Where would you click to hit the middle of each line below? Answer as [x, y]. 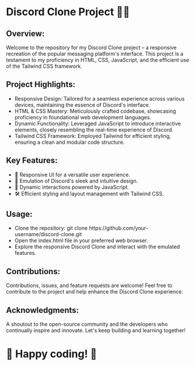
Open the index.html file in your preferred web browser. [81, 241]
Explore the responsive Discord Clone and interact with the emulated [97, 247]
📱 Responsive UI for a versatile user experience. [72, 174]
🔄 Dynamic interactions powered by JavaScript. [72, 187]
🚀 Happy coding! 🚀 [52, 354]
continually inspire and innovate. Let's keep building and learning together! [96, 330]
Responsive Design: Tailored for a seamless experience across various [100, 98]
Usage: [20, 214]
